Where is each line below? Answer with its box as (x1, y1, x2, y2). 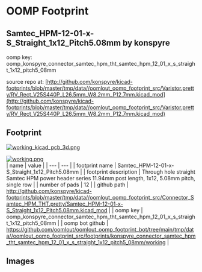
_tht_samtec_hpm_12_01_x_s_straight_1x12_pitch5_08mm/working (6, 238, 166, 245)
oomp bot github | (64, 219, 109, 227)
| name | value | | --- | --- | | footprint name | (6, 162, 117, 169)
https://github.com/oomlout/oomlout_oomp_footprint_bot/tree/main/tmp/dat (6, 226, 194, 233)
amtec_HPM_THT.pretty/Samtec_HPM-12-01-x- (6, 200, 123, 207)
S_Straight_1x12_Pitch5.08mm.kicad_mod (6, 206, 108, 213)
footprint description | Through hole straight (86, 168, 195, 176)
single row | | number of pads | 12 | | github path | (6, 181, 129, 188)
